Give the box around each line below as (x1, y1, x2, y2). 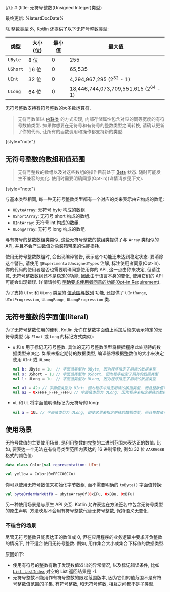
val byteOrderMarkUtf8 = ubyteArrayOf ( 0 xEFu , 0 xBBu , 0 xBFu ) (5, 491, 135, 497)
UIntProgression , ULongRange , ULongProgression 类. (5, 296, 110, 303)
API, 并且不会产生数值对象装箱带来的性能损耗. (5, 243, 101, 249)
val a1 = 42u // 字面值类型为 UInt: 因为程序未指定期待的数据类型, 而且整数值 (12, 385, 164, 390)
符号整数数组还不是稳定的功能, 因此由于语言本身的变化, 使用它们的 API (16, 273, 163, 279)
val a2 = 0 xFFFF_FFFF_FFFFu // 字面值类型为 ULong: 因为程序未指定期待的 (12, 390, 159, 395)
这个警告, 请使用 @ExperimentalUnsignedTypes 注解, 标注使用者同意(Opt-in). (5, 260, 160, 266)
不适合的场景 (5, 522, 37, 529)
